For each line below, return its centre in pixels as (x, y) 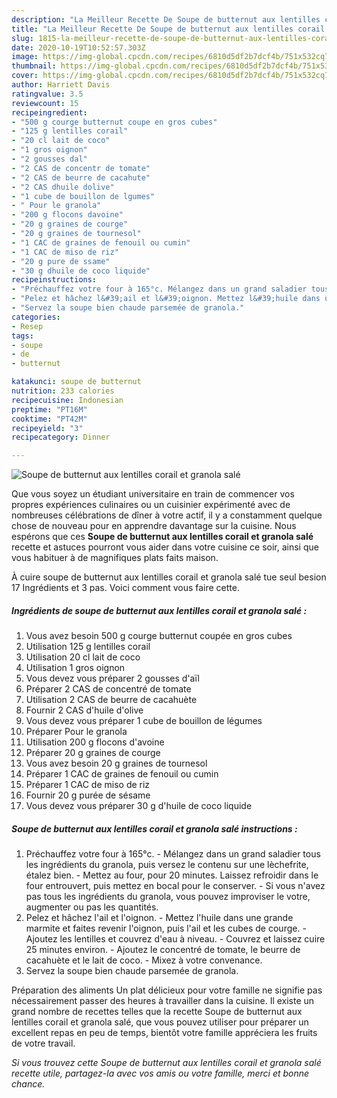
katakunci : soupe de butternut (76, 382)
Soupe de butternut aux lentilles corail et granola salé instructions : (154, 828)
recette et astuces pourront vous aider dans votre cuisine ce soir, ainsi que (165, 547)
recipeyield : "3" (47, 428)
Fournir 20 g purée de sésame (88, 795)
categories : (36, 317)
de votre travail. (43, 1043)
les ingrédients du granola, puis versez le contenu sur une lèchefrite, (167, 865)
